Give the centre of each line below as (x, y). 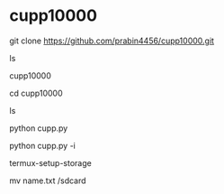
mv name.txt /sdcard (48, 180)
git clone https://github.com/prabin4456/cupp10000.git (112, 41)
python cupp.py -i (43, 145)
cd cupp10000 (36, 93)
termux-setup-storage (50, 162)
